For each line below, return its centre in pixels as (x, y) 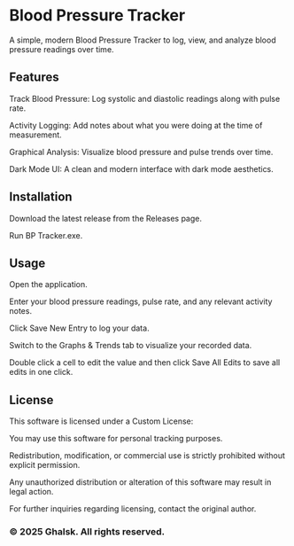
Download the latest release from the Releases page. (105, 218)
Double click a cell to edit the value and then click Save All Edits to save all (145, 363)
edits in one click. (41, 372)
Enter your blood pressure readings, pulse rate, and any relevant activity (141, 301)
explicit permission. (45, 465)
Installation (41, 197)
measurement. (35, 135)
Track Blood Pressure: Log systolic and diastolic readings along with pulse (145, 98)
